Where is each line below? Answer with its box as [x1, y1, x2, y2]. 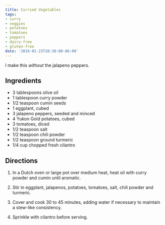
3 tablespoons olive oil [12, 90, 58, 95]
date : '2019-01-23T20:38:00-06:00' [5, 48, 79, 53]
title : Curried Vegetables [5, 7, 61, 12]
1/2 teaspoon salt [12, 127, 48, 133]
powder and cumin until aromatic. [12, 175, 81, 181]
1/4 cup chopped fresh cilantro [12, 142, 75, 148]
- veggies [5, 21, 26, 26]
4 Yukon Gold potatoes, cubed [12, 116, 75, 122]
